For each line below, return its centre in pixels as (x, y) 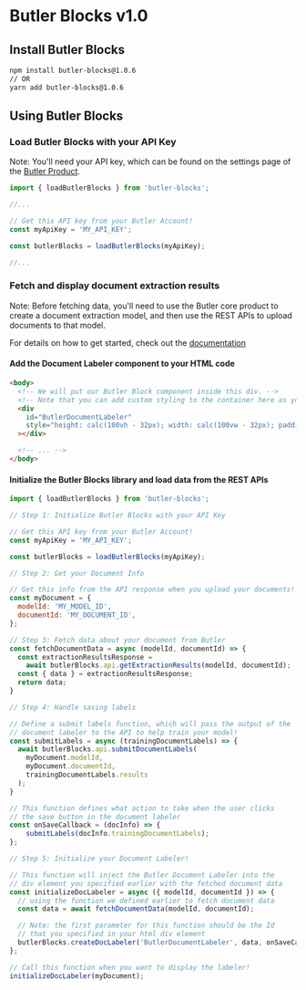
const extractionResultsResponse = (85, 657)
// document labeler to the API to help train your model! (124, 732)
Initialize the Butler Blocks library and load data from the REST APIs (139, 479)
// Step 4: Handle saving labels (73, 707)
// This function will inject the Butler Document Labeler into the (142, 875)
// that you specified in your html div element (112, 934)
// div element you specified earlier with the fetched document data (146, 883)
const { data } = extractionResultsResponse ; (106, 674)
